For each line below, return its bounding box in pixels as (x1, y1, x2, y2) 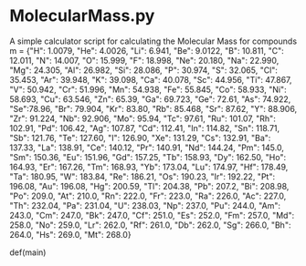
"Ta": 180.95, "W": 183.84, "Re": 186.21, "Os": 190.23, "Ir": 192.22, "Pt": (9, 170, 276, 182)
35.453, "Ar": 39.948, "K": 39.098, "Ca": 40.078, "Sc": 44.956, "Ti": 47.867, (9, 74, 292, 85)
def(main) (9, 247, 47, 258)
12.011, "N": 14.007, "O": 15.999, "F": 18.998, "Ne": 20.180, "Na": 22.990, (9, 55, 280, 66)
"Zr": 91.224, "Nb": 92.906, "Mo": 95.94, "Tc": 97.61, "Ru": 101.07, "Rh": (9, 113, 276, 124)
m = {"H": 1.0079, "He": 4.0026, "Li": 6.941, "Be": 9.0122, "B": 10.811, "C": (9, 45, 285, 56)
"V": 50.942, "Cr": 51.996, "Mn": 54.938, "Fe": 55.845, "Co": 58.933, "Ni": (9, 84, 287, 95)
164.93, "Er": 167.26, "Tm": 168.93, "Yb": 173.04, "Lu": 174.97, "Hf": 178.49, (9, 161, 289, 172)
